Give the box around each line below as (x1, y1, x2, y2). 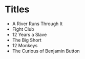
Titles (5, 4, 30, 15)
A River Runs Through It (12, 21, 63, 27)
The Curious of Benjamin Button (12, 48, 80, 54)
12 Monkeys (12, 42, 38, 48)
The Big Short (12, 37, 42, 43)
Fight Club (12, 26, 34, 32)
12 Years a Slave (12, 31, 47, 37)
